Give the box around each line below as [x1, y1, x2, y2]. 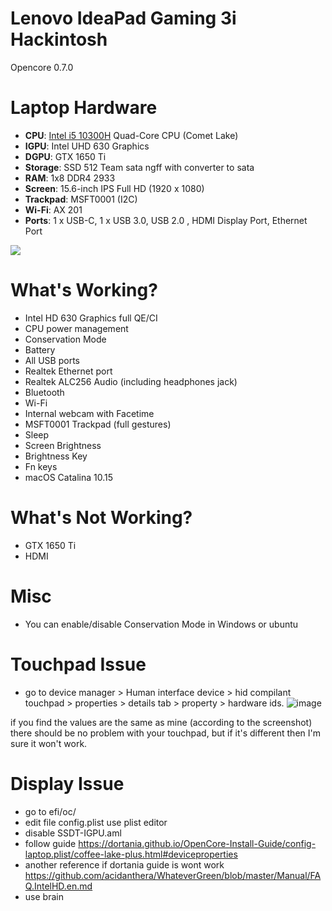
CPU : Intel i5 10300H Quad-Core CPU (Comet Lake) [24, 129, 239, 141]
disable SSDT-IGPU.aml [24, 827, 122, 839]
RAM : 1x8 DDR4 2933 [24, 172, 116, 184]
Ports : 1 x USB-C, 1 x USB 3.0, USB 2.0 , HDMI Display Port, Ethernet [24, 214, 308, 226]
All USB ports [24, 354, 80, 366]
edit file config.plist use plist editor [24, 816, 168, 828]
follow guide [24, 837, 77, 849]
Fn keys [24, 460, 58, 472]
